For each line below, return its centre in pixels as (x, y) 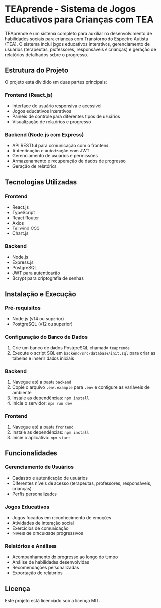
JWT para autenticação (36, 273)
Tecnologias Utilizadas (41, 182)
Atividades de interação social (43, 523)
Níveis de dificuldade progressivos (48, 533)
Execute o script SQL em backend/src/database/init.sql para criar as (84, 353)
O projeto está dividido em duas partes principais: (56, 82)
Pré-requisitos (23, 308)
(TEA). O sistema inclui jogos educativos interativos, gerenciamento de (78, 44)
